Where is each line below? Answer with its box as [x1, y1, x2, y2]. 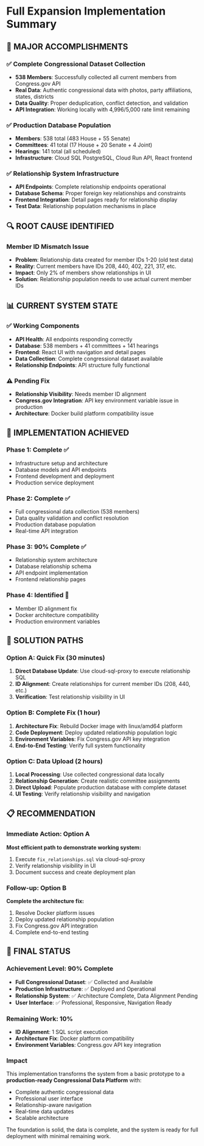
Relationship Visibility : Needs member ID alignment [15, 391, 147, 398]
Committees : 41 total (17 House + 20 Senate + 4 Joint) [15, 141, 153, 148]
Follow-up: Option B [6, 884, 67, 892]
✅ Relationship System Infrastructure [6, 169, 119, 178]
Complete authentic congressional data [15, 1088, 114, 1096]
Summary [6, 17, 57, 31]
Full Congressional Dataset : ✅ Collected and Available [15, 978, 153, 985]
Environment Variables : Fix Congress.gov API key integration [15, 735, 171, 742]
